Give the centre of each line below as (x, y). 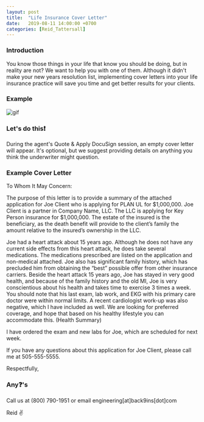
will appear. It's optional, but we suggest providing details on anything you (100, 151)
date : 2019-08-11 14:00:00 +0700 (51, 23)
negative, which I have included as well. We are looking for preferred (92, 307)
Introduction (25, 51)
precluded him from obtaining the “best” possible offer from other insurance (102, 268)
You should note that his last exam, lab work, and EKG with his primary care (101, 294)
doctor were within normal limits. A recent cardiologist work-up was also (97, 300)
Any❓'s (17, 385)
